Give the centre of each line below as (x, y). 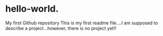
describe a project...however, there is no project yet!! (61, 28)
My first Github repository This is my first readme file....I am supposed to (82, 23)
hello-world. (32, 9)
